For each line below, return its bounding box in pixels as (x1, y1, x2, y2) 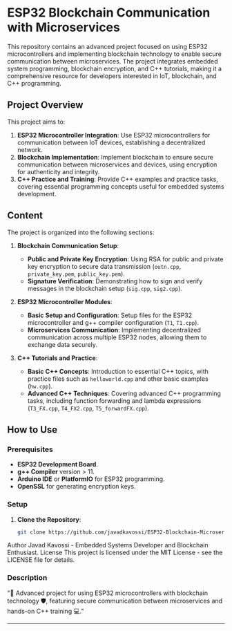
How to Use (7, 424, 58, 435)
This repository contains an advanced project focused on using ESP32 (7, 42, 209, 50)
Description (7, 573, 48, 583)
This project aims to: (7, 117, 66, 126)
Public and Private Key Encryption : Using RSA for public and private (27, 254, 224, 263)
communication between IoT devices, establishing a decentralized (17, 138, 206, 147)
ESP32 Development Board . (17, 460, 99, 469)
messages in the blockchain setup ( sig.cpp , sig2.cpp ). (27, 284, 183, 292)
